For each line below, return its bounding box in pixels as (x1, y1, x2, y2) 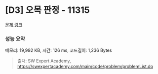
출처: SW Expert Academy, (17, 58, 71, 64)
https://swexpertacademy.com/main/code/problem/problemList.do (17, 64, 154, 70)
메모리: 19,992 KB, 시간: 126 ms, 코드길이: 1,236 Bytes (5, 47, 112, 53)
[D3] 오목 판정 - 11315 (5, 4, 90, 16)
